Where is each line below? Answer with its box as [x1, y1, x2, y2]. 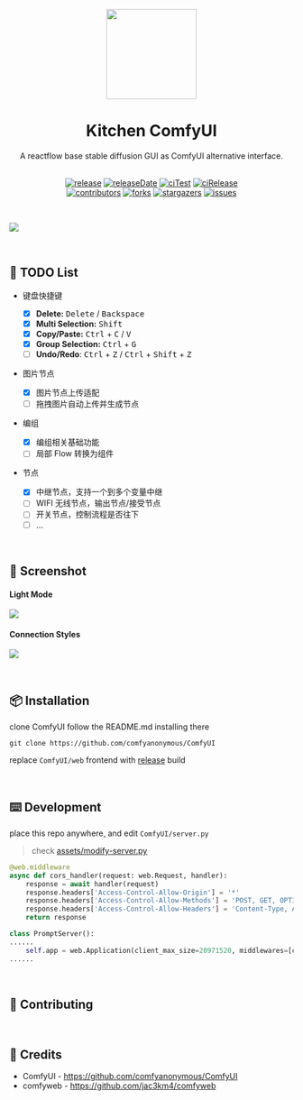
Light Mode [9, 589, 53, 600]
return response [25, 913, 87, 922]
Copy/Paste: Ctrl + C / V [35, 328, 132, 339]
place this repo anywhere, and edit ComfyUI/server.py [9, 828, 209, 839]
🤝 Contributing [9, 997, 94, 1012]
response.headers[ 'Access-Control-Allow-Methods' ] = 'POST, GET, [25, 896, 277, 905]
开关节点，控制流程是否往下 [35, 509, 140, 520]
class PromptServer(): [9, 930, 95, 939]
